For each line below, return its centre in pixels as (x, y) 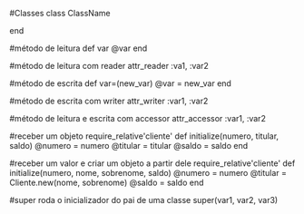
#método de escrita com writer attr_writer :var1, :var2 (109, 101)
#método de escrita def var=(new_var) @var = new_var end (120, 83)
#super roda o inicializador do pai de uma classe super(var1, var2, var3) (144, 200)
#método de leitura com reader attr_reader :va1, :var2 (109, 66)
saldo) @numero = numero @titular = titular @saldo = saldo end (129, 146)
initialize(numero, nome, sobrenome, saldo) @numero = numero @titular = (148, 173)
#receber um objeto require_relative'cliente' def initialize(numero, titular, (144, 136)
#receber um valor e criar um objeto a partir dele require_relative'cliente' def (152, 163)
